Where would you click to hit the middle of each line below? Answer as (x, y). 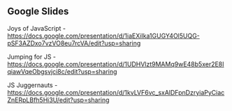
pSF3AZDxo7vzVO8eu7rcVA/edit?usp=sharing (74, 43)
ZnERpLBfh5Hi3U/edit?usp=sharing (58, 100)
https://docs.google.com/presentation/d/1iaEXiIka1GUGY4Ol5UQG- (104, 36)
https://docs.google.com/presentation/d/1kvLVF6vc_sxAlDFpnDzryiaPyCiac (116, 92)
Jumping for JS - (32, 57)
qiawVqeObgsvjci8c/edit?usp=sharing (62, 71)
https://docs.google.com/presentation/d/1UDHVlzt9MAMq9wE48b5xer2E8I (116, 64)
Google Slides (38, 12)
